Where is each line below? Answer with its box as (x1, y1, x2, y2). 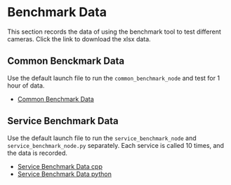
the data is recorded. (7, 149, 68, 157)
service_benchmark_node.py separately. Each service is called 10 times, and (7, 141, 225, 149)
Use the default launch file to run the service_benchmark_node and (7, 134, 197, 142)
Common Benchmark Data (17, 95, 95, 103)
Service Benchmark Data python (17, 170, 112, 178)
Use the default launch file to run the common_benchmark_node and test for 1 (7, 74, 220, 82)
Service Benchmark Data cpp (17, 162, 103, 170)
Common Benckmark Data (7, 55, 125, 67)
